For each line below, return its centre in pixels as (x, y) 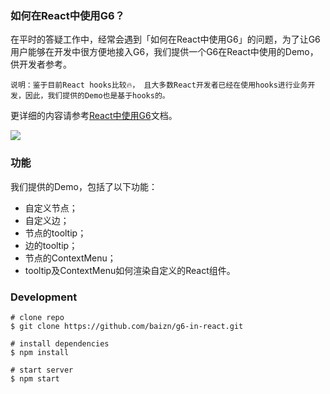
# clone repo (37, 317)
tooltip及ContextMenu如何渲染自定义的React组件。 (130, 270)
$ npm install (40, 352)
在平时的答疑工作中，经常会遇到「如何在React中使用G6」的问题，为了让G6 (165, 39)
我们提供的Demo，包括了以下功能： (84, 186)
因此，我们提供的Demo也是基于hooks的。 (97, 96)
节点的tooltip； (55, 233)
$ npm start (35, 378)
